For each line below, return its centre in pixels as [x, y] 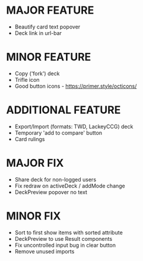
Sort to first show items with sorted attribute [69, 233]
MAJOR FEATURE [50, 10]
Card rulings [30, 139]
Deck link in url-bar [38, 33]
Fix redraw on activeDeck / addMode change [70, 186]
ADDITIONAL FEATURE [63, 110]
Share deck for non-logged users [55, 179]
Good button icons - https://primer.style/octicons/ [76, 86]
